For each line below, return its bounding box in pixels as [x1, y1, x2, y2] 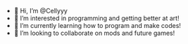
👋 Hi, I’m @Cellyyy [13, 7, 68, 15]
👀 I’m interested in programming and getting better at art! [13, 14, 180, 22]
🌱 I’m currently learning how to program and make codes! [13, 22, 182, 29]
